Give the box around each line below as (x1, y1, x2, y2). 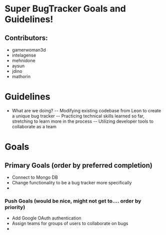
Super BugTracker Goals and (4, 3, 126, 15)
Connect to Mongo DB (11, 174, 58, 180)
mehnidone (11, 58, 35, 63)
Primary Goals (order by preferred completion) (4, 161, 153, 169)
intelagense (11, 52, 36, 58)
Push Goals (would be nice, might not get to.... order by (4, 197, 141, 204)
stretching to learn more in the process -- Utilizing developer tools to (11, 118, 153, 124)
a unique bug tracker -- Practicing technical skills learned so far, (11, 113, 144, 119)
